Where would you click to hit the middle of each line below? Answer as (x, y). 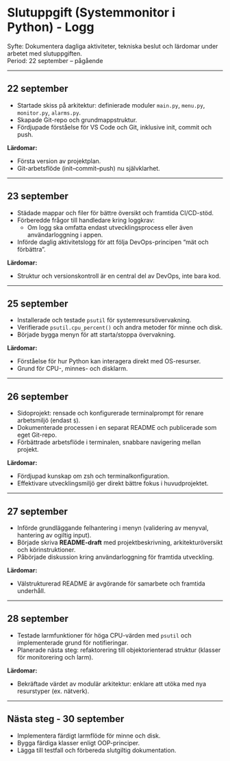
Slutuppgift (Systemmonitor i (91, 13)
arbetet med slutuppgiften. (44, 53)
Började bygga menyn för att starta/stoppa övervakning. (96, 335)
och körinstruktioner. (46, 549)
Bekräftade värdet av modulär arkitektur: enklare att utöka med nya (112, 684)
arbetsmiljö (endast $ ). (49, 420)
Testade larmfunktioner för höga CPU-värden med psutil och (104, 635)
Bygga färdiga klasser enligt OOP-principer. (78, 742)
